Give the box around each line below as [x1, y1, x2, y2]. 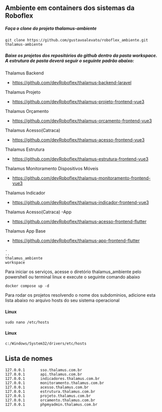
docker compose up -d [5, 283, 50, 289]
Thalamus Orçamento [5, 108, 49, 114]
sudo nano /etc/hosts [5, 320, 50, 325]
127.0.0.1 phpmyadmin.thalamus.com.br [5, 402, 98, 407]
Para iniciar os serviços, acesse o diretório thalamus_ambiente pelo [5, 269, 141, 275]
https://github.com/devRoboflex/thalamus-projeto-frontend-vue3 [12, 99, 145, 105]
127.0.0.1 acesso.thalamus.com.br [5, 384, 89, 390]
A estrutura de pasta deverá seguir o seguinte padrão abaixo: [5, 58, 135, 64]
